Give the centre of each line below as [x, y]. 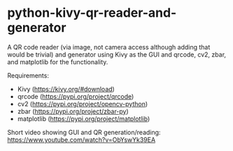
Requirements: [28, 75]
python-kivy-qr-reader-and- [92, 13]
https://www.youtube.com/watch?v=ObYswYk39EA [82, 139]
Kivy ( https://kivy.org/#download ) [66, 89]
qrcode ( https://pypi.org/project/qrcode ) [76, 96]
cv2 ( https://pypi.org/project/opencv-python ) [83, 103]
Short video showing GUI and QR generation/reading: [84, 132]
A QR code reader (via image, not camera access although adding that [109, 47]
